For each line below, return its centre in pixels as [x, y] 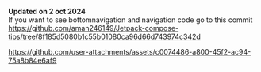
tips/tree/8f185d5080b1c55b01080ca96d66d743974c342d [104, 36]
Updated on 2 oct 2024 [47, 11]
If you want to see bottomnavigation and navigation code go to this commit [130, 20]
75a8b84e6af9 [33, 60]
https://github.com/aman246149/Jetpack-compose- [94, 28]
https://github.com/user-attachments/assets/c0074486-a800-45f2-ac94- [130, 52]
